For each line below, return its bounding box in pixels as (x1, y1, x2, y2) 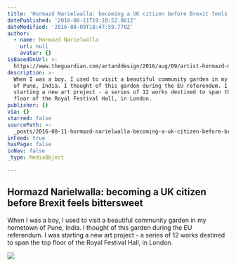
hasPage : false (7, 141, 52, 148)
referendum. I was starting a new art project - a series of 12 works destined (7, 230, 225, 239)
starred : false (7, 115, 52, 122)
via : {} (7, 108, 30, 115)
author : (7, 30, 30, 37)
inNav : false (7, 148, 46, 155)
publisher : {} (7, 102, 49, 109)
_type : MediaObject (7, 154, 65, 162)
